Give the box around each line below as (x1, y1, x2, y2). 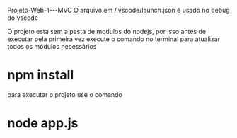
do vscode (7, 13, 39, 22)
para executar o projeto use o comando (7, 90, 122, 98)
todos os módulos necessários (7, 42, 97, 50)
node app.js (7, 115, 79, 132)
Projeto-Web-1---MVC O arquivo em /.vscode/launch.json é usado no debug (7, 6, 230, 14)
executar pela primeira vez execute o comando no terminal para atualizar (7, 35, 221, 43)
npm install (7, 67, 74, 84)
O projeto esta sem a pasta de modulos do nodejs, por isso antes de (7, 28, 207, 35)
